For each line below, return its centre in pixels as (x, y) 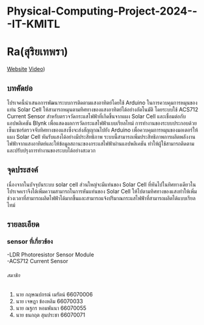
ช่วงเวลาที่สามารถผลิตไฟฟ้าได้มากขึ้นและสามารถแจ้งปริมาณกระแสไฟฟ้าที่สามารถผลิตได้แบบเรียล (101, 198)
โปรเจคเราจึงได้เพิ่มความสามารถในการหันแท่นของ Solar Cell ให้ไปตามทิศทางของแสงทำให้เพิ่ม (102, 191)
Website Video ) (26, 69)
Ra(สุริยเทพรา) (38, 52)
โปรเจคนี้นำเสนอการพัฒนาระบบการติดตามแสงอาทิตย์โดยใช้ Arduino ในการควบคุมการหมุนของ (102, 102)
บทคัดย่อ (20, 88)
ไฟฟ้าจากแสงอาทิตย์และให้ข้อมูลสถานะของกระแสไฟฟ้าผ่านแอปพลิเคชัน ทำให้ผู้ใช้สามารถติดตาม (101, 143)
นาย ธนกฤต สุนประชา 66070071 (50, 315)
